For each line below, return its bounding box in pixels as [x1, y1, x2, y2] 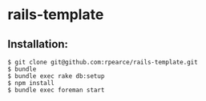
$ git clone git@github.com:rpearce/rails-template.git [7, 58, 198, 66]
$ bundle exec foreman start [7, 86, 105, 94]
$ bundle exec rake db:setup [7, 72, 105, 80]
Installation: [7, 37, 69, 51]
